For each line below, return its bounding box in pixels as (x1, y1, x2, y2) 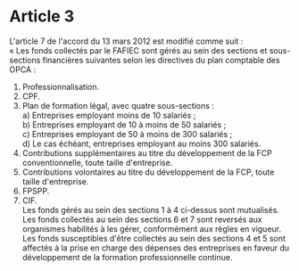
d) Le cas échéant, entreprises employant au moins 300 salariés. (21, 138, 262, 149)
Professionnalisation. (21, 81, 100, 92)
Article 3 (9, 6, 75, 27)
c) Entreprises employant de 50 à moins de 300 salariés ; (21, 128, 233, 139)
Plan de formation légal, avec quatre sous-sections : (21, 100, 214, 111)
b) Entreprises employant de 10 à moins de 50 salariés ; (21, 119, 227, 130)
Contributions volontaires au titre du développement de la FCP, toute (21, 167, 275, 177)
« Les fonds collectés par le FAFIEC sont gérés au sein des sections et (9, 45, 268, 55)
